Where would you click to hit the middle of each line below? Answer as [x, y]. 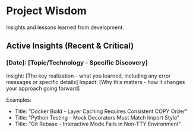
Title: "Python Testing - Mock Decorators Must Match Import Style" [97, 117]
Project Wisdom [47, 11]
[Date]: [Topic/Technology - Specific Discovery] [77, 63]
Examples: [19, 99]
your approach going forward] [43, 88]
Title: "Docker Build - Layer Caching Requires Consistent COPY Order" [101, 111]
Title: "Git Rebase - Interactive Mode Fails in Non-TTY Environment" [98, 124]
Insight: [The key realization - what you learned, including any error [88, 76]
